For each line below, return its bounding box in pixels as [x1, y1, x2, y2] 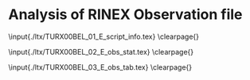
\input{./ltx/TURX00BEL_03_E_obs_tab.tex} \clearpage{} [8, 62, 193, 72]
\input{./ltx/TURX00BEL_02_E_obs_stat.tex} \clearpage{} [8, 47, 194, 56]
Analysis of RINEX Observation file [8, 6, 243, 24]
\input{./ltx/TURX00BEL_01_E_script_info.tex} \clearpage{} [8, 32, 199, 41]
